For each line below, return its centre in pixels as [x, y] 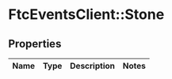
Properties [35, 44]
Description [92, 66]
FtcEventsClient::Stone [86, 15]
